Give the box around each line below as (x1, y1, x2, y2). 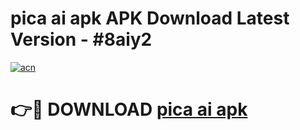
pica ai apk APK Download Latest (10, 7, 290, 30)
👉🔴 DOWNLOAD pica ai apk (10, 98, 248, 121)
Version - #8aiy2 (10, 28, 153, 51)
